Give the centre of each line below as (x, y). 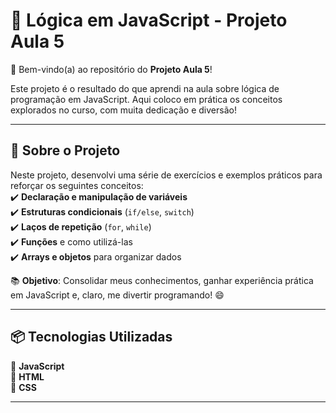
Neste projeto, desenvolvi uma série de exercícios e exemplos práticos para (166, 175)
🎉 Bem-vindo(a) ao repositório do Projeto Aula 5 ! (111, 69)
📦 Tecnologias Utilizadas (91, 337)
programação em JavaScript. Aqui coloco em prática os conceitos (146, 99)
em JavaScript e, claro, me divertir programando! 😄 (117, 295)
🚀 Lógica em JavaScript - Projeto (149, 20)
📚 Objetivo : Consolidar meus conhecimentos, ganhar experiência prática (162, 280)
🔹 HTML (27, 376)
